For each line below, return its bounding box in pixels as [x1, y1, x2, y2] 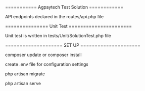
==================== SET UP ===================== [5, 42, 141, 48]
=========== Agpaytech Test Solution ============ [5, 4, 124, 10]
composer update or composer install [5, 52, 82, 58]
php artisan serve [5, 81, 41, 86]
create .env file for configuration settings [5, 61, 89, 67]
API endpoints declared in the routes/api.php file [5, 14, 104, 19]
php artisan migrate [5, 71, 46, 77]
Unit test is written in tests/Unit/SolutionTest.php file [5, 33, 111, 38]
